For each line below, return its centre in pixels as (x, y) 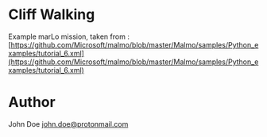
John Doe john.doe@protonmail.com (68, 124)
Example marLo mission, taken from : (69, 36)
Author (32, 103)
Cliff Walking (52, 15)
